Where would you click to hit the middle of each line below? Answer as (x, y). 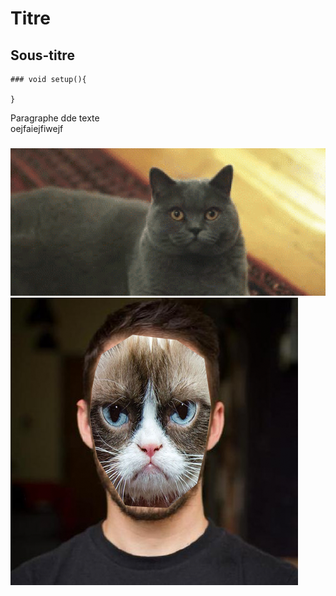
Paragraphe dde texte (55, 118)
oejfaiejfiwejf (37, 128)
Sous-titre (42, 55)
